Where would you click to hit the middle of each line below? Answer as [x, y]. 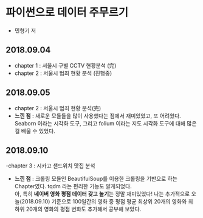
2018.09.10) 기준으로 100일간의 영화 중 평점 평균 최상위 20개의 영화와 [104, 202]
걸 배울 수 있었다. [35, 131]
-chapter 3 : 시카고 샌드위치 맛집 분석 [50, 166]
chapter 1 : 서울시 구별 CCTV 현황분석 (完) [65, 65]
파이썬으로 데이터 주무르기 [67, 12]
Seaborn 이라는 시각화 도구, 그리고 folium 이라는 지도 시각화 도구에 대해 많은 [105, 123]
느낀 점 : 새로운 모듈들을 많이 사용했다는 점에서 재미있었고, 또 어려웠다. [98, 116]
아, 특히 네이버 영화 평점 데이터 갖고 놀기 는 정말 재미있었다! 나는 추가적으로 [102, 194]
